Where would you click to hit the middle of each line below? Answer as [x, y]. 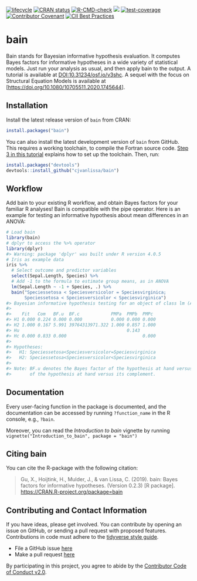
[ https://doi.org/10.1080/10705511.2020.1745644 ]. [66, 87]
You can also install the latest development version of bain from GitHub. [93, 141]
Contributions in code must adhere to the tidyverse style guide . [82, 537]
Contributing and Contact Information [77, 510]
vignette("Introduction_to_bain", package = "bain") [72, 436]
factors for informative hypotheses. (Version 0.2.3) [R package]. [98, 486]
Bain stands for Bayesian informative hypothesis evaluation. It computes [93, 56]
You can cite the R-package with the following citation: [72, 468]
